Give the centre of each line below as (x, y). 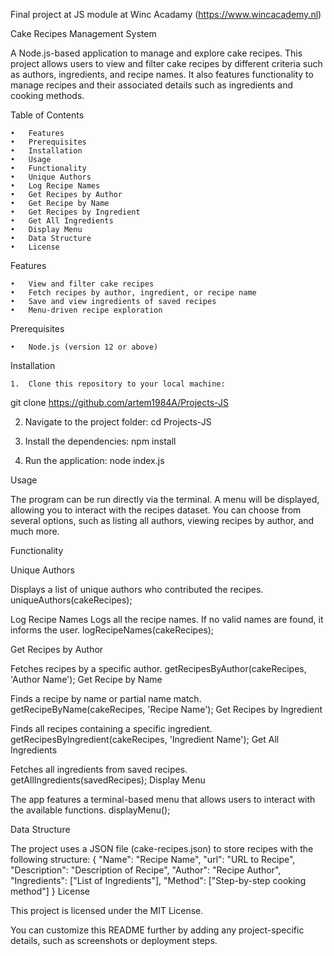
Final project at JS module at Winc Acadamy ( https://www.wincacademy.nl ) (166, 14)
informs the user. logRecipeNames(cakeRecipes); (112, 630)
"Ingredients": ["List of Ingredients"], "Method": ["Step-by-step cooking (158, 880)
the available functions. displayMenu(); (90, 810)
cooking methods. (47, 95)
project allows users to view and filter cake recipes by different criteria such (166, 63)
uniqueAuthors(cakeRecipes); (71, 600)
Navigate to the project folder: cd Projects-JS (118, 422)
